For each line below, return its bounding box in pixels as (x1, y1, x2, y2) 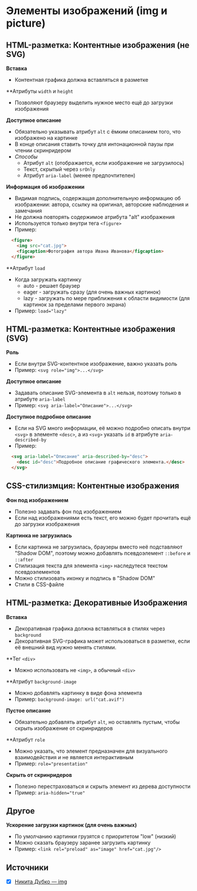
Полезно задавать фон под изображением (14, 508, 122, 515)
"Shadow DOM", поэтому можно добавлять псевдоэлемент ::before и (14, 549, 191, 557)
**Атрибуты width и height (6, 88, 73, 95)
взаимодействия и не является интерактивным (14, 753, 134, 760)
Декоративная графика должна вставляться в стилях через (14, 625, 165, 632)
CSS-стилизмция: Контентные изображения (6, 481, 179, 491)
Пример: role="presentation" (14, 760, 88, 767)
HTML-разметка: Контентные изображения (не (6, 40, 189, 50)
